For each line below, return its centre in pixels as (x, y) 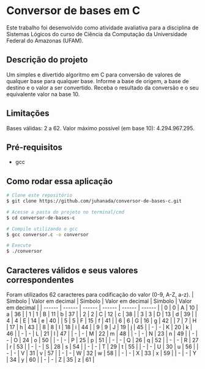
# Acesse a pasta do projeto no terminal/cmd (65, 212)
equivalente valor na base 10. (43, 94)
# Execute (19, 245)
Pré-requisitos (35, 147)
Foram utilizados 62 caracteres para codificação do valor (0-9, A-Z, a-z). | (100, 295)
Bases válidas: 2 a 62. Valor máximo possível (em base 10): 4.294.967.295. (100, 128)
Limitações (28, 114)
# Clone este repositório (39, 196)
